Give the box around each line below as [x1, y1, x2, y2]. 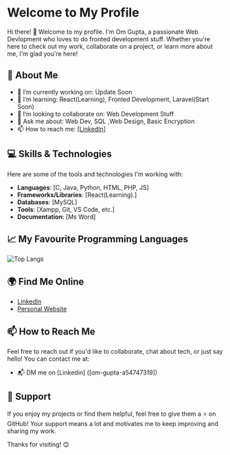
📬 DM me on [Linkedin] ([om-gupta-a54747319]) [16, 368, 158, 377]
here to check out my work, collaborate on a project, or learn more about [7, 42, 213, 50]
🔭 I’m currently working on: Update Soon [16, 87, 133, 96]
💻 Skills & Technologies [7, 148, 112, 160]
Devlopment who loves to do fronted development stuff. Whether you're [7, 34, 211, 43]
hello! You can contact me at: [7, 355, 90, 363]
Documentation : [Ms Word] [16, 212, 96, 221]
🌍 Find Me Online [7, 275, 84, 287]
